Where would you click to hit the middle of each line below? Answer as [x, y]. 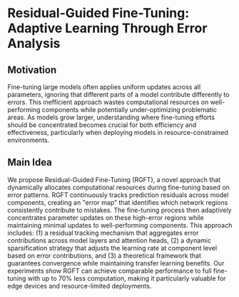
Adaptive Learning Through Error [107, 28]
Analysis [34, 44]
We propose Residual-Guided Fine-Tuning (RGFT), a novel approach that [114, 179]
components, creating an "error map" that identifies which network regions [118, 202]
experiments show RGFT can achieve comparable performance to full [110, 271]
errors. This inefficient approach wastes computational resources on [108, 102]
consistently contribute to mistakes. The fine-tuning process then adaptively [119, 210]
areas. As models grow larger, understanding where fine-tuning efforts [111, 117]
